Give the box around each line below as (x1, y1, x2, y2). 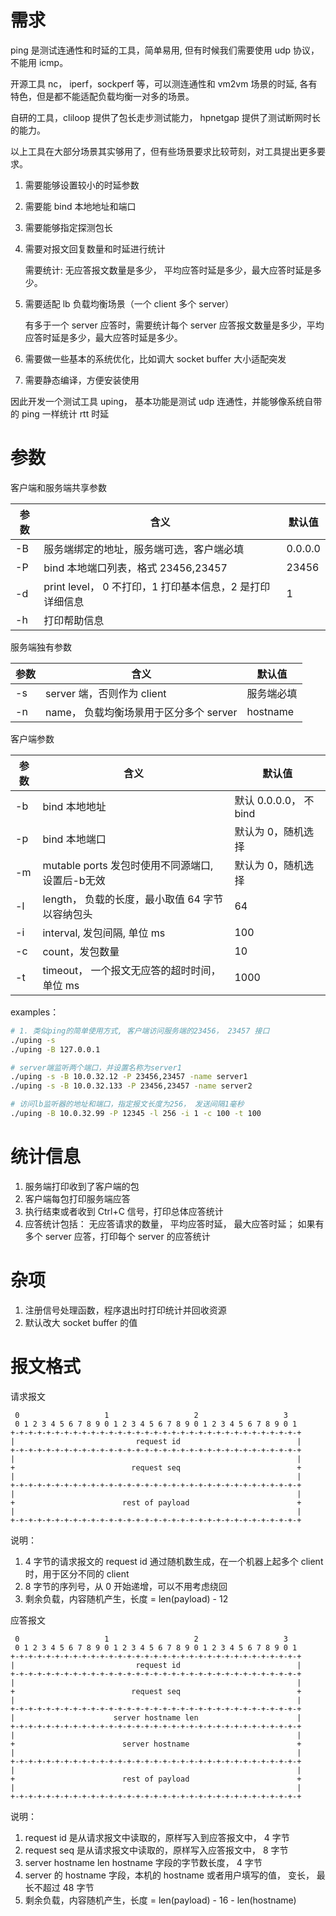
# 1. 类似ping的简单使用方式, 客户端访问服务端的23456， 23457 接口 (10, 1026, 270, 1036)
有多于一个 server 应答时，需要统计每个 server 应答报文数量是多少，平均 (24, 319, 325, 331)
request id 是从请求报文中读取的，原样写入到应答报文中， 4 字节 (24, 1831, 290, 1843)
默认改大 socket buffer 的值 (24, 1316, 138, 1328)
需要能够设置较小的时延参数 (24, 179, 140, 191)
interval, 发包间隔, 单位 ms (42, 926, 166, 940)
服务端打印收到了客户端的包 (24, 1180, 140, 1192)
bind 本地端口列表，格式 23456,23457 (43, 561, 228, 575)
